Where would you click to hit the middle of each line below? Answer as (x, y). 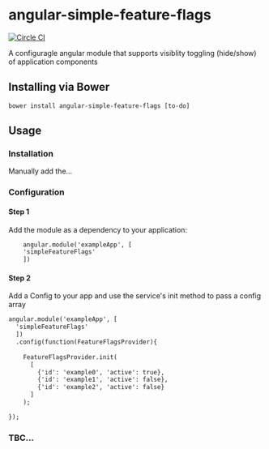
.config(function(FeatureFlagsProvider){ (87, 342)
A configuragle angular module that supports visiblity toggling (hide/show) (132, 53)
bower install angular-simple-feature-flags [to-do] (99, 106)
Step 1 (19, 212)
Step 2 (19, 278)
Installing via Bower (59, 87)
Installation (31, 154)
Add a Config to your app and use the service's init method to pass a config (135, 296)
